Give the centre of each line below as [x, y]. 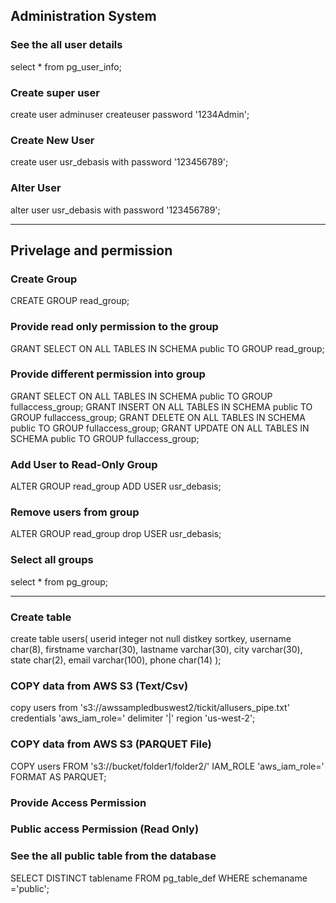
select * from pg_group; [59, 581]
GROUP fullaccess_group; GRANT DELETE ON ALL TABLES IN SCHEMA [158, 417]
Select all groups [52, 560]
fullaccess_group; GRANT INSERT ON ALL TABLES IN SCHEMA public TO [161, 406]
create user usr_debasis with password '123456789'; [119, 162]
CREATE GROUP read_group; [70, 301]
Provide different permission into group [108, 374]
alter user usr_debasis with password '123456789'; [115, 210]
